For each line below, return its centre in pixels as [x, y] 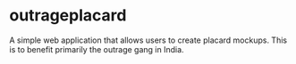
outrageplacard [68, 16]
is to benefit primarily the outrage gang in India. [97, 49]
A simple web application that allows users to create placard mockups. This [148, 40]
